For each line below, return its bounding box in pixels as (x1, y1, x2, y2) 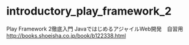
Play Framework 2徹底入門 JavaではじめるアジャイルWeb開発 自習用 (6, 25, 183, 32)
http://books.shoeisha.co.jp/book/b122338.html (6, 32, 127, 39)
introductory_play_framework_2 (6, 4, 172, 18)
